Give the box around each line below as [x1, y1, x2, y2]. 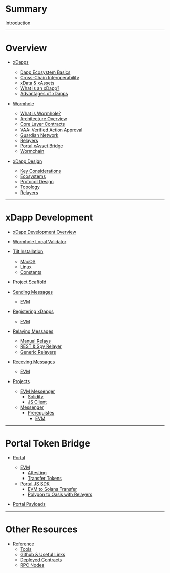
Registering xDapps [12, 308, 54, 314]
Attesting [27, 469, 47, 475]
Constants [20, 269, 42, 275]
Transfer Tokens [27, 475, 62, 481]
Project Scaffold [12, 279, 47, 285]
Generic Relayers [20, 348, 56, 355]
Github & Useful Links [20, 551, 66, 557]
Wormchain [20, 148, 45, 154]
